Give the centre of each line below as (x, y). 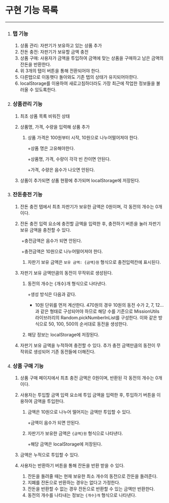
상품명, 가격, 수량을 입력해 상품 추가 (55, 127)
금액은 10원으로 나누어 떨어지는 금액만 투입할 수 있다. (79, 412)
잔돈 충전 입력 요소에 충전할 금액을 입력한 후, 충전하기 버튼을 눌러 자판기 (90, 223)
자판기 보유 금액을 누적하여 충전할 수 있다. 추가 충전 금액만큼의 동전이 (88, 345)
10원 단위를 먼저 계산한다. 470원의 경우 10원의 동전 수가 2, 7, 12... (99, 305)
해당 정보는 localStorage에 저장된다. (63, 334)
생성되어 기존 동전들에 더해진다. (64, 352)
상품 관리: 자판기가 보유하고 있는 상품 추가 (61, 45)
